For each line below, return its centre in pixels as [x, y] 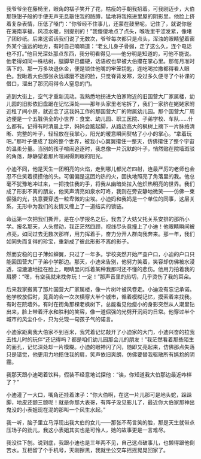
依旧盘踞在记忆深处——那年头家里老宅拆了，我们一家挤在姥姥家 [111, 104]
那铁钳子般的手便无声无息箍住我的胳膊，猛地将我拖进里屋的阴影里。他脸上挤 [100, 16]
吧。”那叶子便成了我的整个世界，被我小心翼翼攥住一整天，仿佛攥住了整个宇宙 [100, 141]
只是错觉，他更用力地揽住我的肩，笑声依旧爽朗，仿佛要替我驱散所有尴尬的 [98, 354]
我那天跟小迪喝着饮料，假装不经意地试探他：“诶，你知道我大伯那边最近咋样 [99, 375]
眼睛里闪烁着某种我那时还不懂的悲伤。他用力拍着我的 [129, 269]
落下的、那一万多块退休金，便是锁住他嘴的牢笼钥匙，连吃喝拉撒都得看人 [95, 69]
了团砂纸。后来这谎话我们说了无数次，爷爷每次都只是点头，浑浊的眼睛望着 [98, 39]
